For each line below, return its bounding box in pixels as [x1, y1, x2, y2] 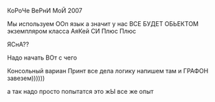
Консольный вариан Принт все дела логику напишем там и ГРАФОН [7, 67, 209, 75]
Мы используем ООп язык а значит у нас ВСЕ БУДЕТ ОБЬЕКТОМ [7, 20, 199, 27]
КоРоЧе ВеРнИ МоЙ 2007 [7, 7, 82, 14]
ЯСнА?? [7, 40, 30, 48]
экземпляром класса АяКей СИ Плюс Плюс [7, 27, 137, 35]
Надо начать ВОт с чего [7, 53, 78, 62]
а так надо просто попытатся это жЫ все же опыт [7, 88, 154, 95]
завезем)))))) [7, 74, 45, 82]
